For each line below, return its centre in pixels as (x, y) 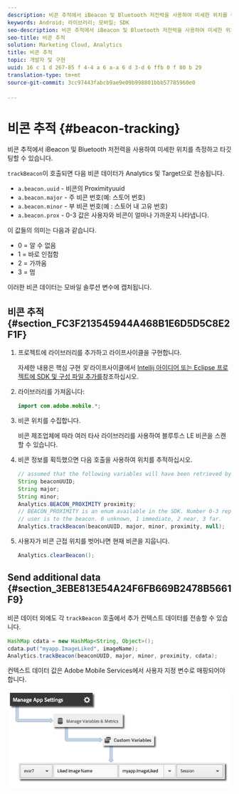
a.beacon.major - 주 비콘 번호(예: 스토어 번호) (81, 197)
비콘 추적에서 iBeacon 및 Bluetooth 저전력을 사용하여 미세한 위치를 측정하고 (113, 149)
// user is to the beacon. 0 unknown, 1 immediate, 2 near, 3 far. (119, 519)
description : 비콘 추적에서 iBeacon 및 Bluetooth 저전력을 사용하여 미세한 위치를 (117, 15)
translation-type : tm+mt (44, 75)
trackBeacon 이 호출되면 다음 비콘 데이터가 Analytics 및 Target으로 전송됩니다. (116, 174)
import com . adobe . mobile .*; (59, 406)
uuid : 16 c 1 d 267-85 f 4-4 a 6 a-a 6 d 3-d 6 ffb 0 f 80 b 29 (105, 68)
